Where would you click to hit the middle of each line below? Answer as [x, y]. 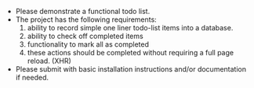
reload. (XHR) [49, 61]
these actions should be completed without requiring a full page [130, 53]
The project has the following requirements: [86, 19]
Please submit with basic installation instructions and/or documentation [131, 69]
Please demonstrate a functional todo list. [83, 11]
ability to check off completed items [85, 36]
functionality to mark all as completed [88, 44]
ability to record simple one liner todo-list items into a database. [130, 28]
